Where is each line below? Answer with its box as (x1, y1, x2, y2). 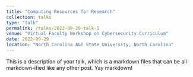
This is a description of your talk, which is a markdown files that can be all (6, 57, 187, 65)
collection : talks (6, 14, 52, 20)
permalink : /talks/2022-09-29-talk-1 (6, 25, 100, 31)
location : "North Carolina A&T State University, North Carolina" (6, 42, 174, 48)
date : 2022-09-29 (6, 36, 49, 42)
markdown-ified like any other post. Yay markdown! (6, 64, 132, 71)
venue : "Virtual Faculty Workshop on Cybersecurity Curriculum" (6, 31, 169, 37)
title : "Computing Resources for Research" (6, 8, 116, 15)
